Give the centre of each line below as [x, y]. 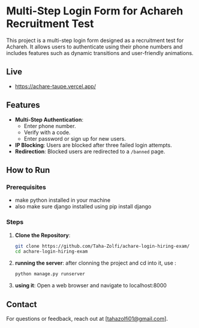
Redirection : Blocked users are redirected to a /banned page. [90, 151]
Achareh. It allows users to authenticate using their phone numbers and [94, 47]
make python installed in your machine [63, 200]
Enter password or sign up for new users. [75, 138]
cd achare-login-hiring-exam [51, 252]
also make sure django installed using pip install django [83, 206]
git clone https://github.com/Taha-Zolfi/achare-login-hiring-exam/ [102, 246]
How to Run [28, 170]
